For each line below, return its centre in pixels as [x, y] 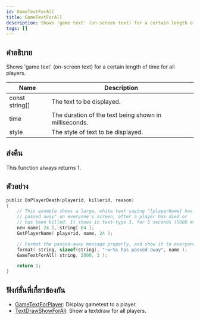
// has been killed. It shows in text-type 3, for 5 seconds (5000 [102, 222]
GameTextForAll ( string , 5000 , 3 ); [62, 255]
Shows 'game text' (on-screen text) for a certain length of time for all [90, 67]
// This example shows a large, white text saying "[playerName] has [105, 211]
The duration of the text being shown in [107, 115]
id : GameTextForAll [30, 12]
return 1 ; [29, 266]
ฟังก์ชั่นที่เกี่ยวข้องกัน [36, 290]
